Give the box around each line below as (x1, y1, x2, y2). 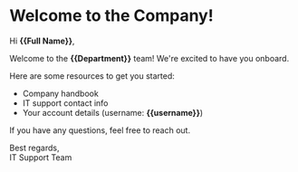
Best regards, (9, 142, 60, 153)
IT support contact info (22, 97, 109, 109)
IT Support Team (9, 151, 72, 163)
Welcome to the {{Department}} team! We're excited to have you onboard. (9, 53, 290, 63)
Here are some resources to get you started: (9, 70, 175, 81)
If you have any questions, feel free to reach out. (9, 124, 191, 136)
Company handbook (22, 88, 100, 99)
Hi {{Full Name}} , (9, 35, 75, 46)
